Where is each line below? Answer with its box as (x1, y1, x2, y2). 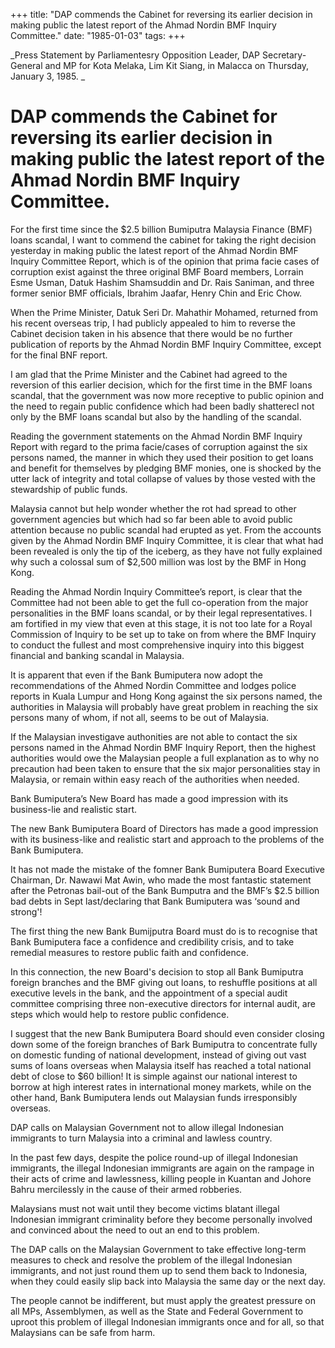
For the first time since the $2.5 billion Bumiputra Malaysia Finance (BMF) (10, 223, 313, 235)
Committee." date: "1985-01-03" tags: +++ (10, 30, 186, 41)
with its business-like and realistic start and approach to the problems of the (10, 833, 325, 845)
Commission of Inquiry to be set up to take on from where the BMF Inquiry (10, 628, 317, 640)
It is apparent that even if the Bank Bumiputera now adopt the (10, 669, 264, 681)
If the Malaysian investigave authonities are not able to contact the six (10, 730, 298, 743)
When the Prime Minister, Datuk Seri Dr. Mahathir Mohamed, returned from (10, 306, 318, 318)
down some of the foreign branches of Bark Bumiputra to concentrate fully (10, 1038, 318, 1050)
